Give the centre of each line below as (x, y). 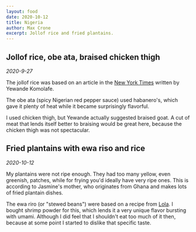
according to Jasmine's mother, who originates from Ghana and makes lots (97, 186)
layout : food (22, 11)
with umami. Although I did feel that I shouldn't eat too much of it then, (91, 216)
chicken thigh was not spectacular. (48, 130)
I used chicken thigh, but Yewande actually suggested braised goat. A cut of (98, 117)
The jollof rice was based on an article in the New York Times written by (93, 82)
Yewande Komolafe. (30, 88)
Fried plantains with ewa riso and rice (75, 149)
